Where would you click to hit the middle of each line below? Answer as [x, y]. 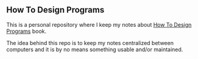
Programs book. [27, 31]
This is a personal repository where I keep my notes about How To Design [99, 24]
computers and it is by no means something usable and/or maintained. [95, 49]
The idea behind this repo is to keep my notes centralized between [90, 43]
